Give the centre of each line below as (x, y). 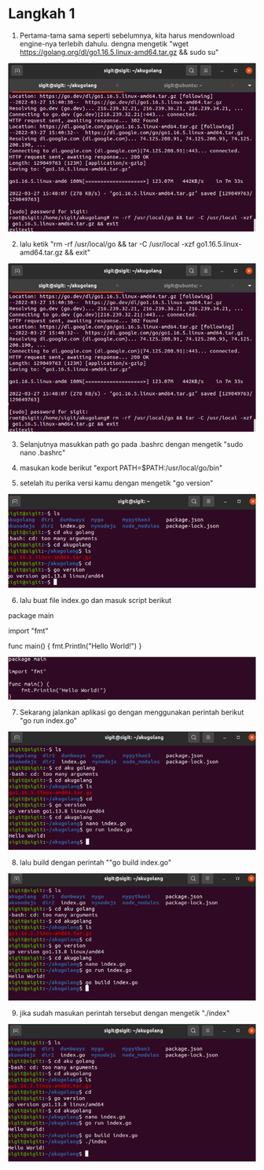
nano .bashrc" (42, 453)
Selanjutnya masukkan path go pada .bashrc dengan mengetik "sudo (131, 444)
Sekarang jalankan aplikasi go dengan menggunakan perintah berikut (132, 712)
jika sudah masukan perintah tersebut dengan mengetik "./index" (125, 1013)
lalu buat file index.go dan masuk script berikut (95, 600)
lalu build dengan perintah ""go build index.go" (95, 862)
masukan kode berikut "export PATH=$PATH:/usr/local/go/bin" (121, 468)
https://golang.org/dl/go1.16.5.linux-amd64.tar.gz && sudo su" (119, 52)
